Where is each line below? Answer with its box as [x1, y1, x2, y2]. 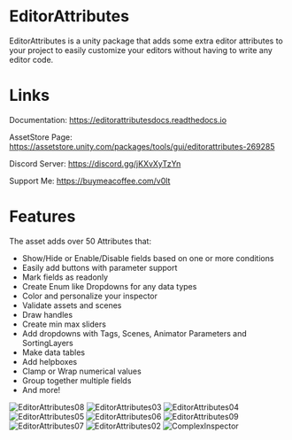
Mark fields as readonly [21, 272, 109, 282]
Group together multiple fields [21, 374, 132, 386]
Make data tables [21, 347, 86, 358]
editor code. [9, 54, 54, 65]
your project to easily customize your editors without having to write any [9, 44, 273, 55]
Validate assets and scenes [21, 299, 122, 311]
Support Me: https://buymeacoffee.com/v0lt [9, 175, 171, 186]
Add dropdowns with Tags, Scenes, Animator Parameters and [21, 328, 248, 338]
